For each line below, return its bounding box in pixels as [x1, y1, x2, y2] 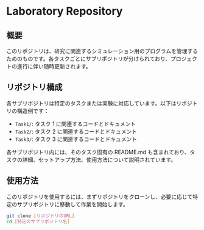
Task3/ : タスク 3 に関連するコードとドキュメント [15, 135, 138, 143]
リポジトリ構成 [6, 82, 63, 93]
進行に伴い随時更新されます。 [16, 63, 91, 70]
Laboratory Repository [6, 4, 123, 18]
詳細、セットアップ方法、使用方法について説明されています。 [22, 156, 177, 163]
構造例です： [16, 107, 49, 114]
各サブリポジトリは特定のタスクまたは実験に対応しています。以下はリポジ [6, 99, 193, 107]
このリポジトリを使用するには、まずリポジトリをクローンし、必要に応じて [6, 193, 193, 200]
